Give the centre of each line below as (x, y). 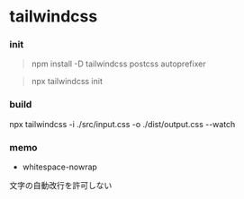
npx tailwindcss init (67, 82)
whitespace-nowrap (59, 167)
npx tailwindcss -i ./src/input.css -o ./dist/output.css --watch (122, 124)
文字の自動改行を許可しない (61, 186)
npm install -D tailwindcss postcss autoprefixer (118, 64)
